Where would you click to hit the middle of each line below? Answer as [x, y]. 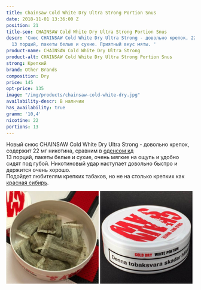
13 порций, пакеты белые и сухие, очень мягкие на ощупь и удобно [93, 157]
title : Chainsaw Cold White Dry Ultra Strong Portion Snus [81, 13]
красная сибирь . [28, 183]
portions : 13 [22, 127]
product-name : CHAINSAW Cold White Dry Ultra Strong [73, 51]
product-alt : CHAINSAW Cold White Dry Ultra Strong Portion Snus [89, 57]
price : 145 [20, 82]
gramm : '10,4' [24, 114]
